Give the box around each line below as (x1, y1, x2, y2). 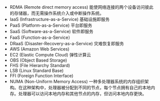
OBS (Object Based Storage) (9, 57, 67, 63)
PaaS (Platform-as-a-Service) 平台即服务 (9, 22, 93, 28)
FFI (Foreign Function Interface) (9, 73, 74, 79)
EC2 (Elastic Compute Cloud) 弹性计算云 (9, 52, 91, 57)
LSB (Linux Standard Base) (9, 67, 64, 73)
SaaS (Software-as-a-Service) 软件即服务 (9, 29, 94, 34)
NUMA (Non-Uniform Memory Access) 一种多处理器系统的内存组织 (9, 79, 145, 84)
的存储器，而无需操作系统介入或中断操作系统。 (9, 10, 104, 16)
